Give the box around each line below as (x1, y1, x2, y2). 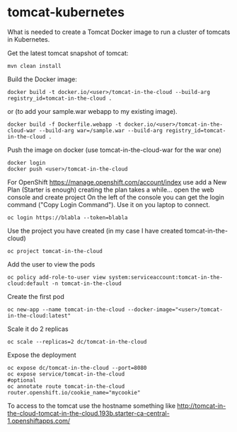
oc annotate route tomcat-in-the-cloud (7, 383, 125, 390)
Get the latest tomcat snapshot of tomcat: (7, 49, 129, 57)
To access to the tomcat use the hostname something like (7, 401, 175, 410)
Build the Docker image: (7, 75, 78, 83)
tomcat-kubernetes (7, 4, 125, 21)
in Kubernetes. (7, 35, 50, 43)
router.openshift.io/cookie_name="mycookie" (7, 389, 141, 396)
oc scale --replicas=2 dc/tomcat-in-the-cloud (7, 338, 147, 345)
